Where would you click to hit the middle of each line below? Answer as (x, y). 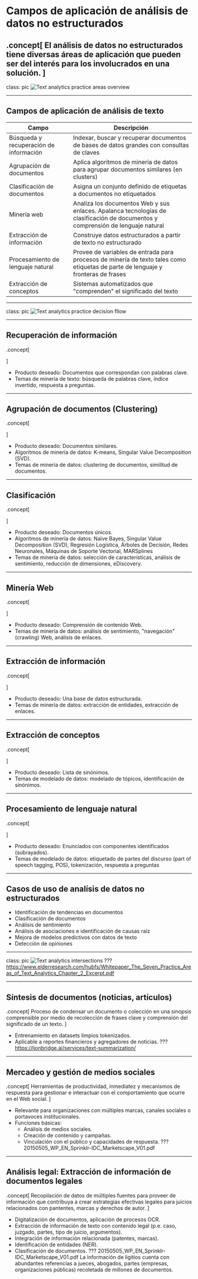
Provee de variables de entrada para (123, 252)
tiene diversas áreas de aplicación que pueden (93, 54)
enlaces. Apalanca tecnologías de (120, 211)
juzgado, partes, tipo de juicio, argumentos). (68, 1232)
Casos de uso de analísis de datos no (75, 889)
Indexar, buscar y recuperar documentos (130, 138)
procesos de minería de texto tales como (129, 259)
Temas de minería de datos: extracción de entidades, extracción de (96, 705)
